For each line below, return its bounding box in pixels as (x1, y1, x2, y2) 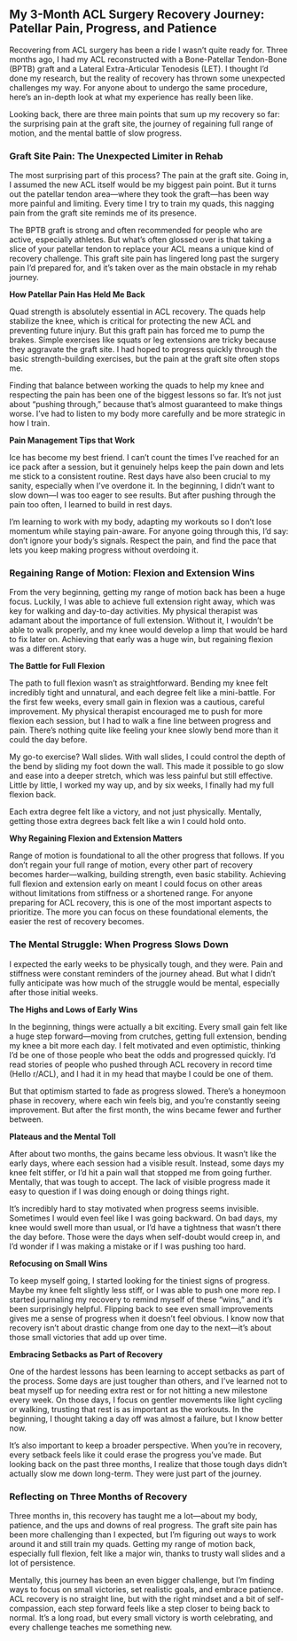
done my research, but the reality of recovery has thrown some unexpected (9, 73, 285, 83)
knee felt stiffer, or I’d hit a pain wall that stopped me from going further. (9, 1166, 272, 1178)
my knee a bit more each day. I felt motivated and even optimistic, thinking (9, 1040, 281, 1050)
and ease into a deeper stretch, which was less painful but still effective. (9, 771, 273, 781)
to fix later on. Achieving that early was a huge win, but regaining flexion (9, 634, 273, 645)
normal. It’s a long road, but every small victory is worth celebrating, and (9, 1613, 273, 1622)
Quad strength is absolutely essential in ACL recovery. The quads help (9, 306, 266, 318)
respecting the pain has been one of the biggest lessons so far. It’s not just (9, 389, 282, 400)
